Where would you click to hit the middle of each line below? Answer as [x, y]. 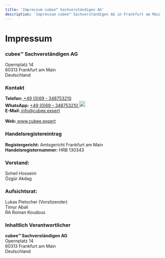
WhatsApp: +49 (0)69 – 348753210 [42, 106]
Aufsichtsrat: [21, 191]
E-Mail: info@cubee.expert [33, 111]
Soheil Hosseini [21, 173]
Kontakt [15, 87]
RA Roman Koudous [25, 212]
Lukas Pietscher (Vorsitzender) [36, 202]
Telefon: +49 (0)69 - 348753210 [38, 98]
